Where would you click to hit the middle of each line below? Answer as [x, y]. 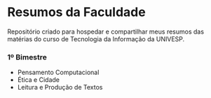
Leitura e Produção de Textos [60, 87]
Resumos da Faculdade [76, 12]
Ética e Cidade [39, 80]
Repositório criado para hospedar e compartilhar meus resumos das [106, 31]
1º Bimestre [27, 57]
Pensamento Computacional [58, 72]
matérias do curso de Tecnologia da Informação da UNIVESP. [96, 38]
